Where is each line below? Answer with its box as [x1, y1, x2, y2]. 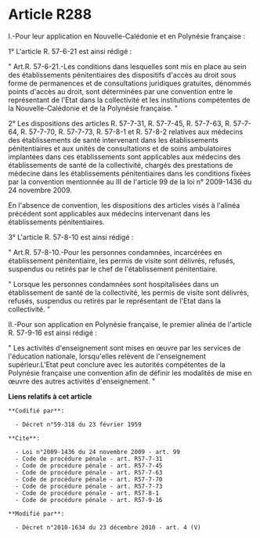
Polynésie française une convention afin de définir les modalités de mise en [8, 368, 252, 377]
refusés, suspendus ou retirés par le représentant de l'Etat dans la [8, 296, 222, 305]
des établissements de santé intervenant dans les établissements [8, 135, 219, 144]
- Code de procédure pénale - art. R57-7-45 [15, 461, 163, 470]
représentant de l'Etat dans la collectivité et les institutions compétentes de [8, 95, 251, 104]
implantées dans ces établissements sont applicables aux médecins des [8, 151, 241, 162]
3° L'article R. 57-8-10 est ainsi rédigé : [8, 232, 134, 242]
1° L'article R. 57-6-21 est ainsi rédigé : [8, 46, 132, 56]
